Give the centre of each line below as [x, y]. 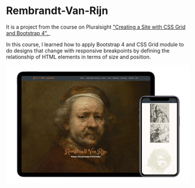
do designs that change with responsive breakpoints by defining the [88, 50]
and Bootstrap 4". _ [28, 33]
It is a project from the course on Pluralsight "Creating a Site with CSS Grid [96, 27]
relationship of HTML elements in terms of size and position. [79, 57]
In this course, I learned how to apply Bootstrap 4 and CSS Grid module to [95, 44]
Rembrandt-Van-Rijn [57, 11]
